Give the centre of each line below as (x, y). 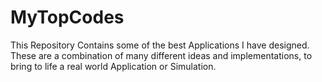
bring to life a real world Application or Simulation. (113, 66)
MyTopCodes (67, 17)
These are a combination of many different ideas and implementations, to (161, 55)
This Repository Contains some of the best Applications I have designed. (160, 45)
